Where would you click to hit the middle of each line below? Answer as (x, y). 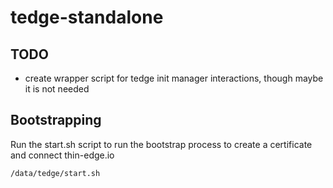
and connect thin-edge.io (62, 155)
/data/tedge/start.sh (55, 173)
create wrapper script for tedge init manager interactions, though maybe (174, 78)
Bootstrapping (56, 120)
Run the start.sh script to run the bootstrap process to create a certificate (161, 144)
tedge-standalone (87, 17)
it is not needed (57, 89)
